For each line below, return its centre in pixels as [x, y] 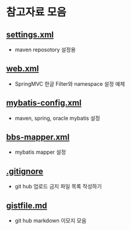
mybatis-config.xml [44, 103]
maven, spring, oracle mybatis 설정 [57, 118]
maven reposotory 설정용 [45, 49]
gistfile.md [27, 205]
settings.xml [30, 34]
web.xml [23, 69]
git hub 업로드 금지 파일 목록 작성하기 [58, 187]
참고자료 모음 [36, 12]
